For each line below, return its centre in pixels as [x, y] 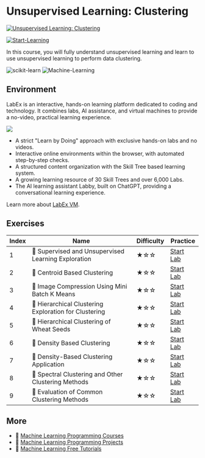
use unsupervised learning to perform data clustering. [74, 58]
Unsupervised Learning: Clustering [98, 11]
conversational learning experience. [60, 192]
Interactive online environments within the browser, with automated [100, 153]
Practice [183, 241]
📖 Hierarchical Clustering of [71, 321]
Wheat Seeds [51, 329]
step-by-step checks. [42, 160]
